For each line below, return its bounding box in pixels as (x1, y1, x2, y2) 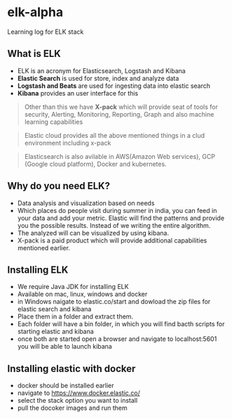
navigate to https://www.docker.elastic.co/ (17, 389, 140, 397)
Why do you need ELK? (7, 180, 111, 192)
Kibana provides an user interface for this (17, 89, 139, 97)
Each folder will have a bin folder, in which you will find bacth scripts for (17, 320, 226, 328)
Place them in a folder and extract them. (17, 312, 134, 321)
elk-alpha (7, 4, 64, 20)
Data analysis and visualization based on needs (17, 198, 155, 207)
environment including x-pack (24, 138, 111, 147)
